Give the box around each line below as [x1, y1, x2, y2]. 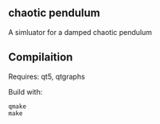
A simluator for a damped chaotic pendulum [8, 27, 153, 37]
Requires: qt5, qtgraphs [8, 72, 85, 81]
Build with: [8, 87, 43, 96]
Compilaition [8, 51, 73, 64]
